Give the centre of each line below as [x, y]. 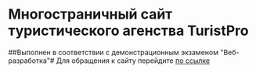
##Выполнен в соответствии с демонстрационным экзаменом [114, 52]
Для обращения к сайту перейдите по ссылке [133, 61]
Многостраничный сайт [90, 14]
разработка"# [31, 61]
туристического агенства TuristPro [128, 31]
